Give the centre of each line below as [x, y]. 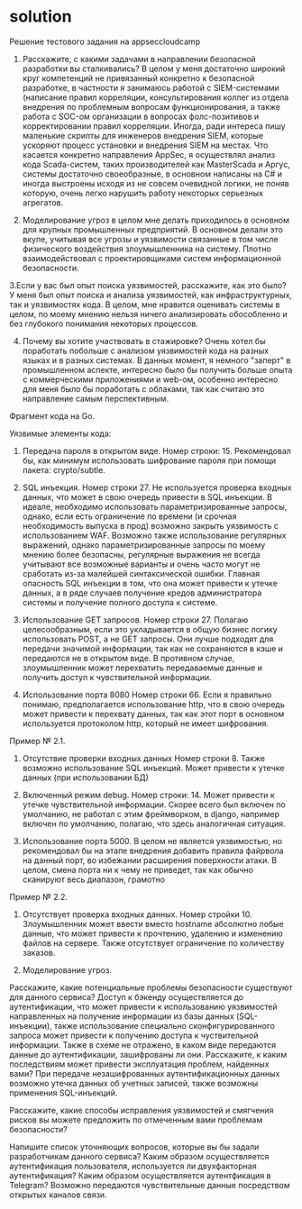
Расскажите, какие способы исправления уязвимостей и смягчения [142, 1110]
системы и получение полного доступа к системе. [120, 602]
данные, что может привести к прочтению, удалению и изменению [153, 933]
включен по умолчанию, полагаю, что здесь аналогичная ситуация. [154, 823]
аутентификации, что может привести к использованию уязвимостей [143, 1006]
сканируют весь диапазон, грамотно [93, 879]
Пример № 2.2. [39, 896]
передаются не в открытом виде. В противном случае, [128, 658]
